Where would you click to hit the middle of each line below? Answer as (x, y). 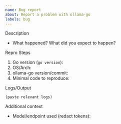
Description (17, 33)
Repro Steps (18, 52)
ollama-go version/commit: (40, 73)
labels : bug (17, 19)
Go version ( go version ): (38, 62)
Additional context (24, 106)
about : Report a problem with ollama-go (48, 14)
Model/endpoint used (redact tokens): (51, 116)
